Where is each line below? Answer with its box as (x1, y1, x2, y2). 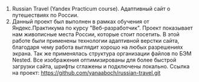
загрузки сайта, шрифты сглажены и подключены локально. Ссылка (11, 63, 190, 70)
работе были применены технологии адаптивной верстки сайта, (11, 37, 180, 44)
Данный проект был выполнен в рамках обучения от (11, 18, 149, 25)
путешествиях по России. (11, 11, 79, 19)
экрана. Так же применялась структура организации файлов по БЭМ (11, 50, 192, 57)
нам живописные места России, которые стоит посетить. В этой (11, 31, 180, 38)
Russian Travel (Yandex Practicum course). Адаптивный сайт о (11, 5, 171, 12)
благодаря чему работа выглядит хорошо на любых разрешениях (11, 43, 183, 51)
